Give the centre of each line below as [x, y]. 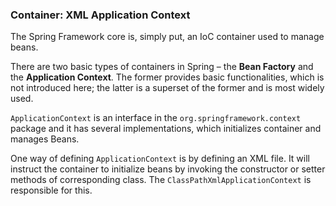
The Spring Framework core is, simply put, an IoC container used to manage [167, 37]
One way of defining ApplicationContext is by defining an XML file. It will [160, 159]
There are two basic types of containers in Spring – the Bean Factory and [162, 67]
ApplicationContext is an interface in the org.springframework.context [156, 118]
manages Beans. [45, 139]
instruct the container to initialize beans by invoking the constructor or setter [168, 169]
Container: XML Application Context [100, 15]
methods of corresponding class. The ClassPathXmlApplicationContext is [161, 180]
